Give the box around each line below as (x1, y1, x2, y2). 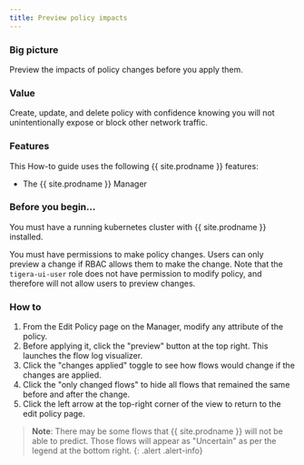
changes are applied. (22, 369, 102, 380)
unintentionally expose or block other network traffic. (9, 117, 209, 128)
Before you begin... (9, 201, 96, 214)
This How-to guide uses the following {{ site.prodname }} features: (9, 160, 259, 171)
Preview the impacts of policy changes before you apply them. (9, 64, 243, 75)
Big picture (9, 43, 59, 56)
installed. (9, 231, 44, 242)
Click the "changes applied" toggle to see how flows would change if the (22, 360, 295, 371)
